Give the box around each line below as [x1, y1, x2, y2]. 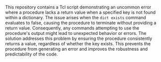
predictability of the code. [5, 51, 58, 57]
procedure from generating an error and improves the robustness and [5, 46, 148, 52]
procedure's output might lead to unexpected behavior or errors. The [5, 31, 147, 36]
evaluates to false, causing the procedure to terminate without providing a [5, 20, 157, 26]
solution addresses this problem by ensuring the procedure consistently [5, 35, 153, 41]
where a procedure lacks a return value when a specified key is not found [5, 9, 156, 15]
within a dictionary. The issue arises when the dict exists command [5, 15, 147, 20]
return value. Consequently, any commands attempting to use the [5, 25, 140, 31]
